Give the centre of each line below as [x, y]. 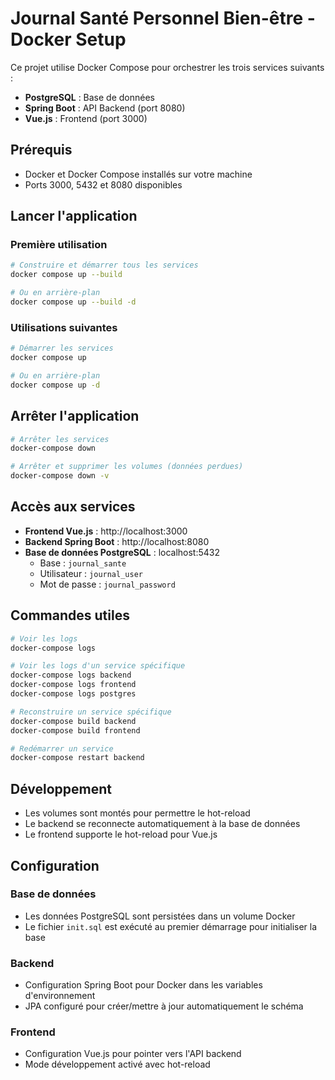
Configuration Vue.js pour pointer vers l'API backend [133, 1054]
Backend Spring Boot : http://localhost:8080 [117, 541]
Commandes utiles [70, 615]
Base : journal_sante [83, 563]
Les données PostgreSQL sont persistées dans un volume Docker [160, 916]
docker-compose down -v [60, 476]
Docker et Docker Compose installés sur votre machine [138, 174]
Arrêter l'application [75, 416]
